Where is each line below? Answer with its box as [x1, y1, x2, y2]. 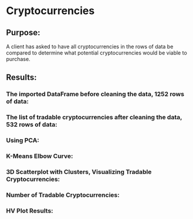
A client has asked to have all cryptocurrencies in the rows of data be [6, 43, 174, 50]
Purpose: [6, 28, 40, 38]
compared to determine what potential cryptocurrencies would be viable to [6, 49, 188, 56]
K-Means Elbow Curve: [6, 152, 73, 160]
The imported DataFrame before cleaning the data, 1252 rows [6, 90, 185, 98]
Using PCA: [6, 136, 39, 144]
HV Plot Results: [6, 207, 54, 215]
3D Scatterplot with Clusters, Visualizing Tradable [6, 168, 152, 176]
